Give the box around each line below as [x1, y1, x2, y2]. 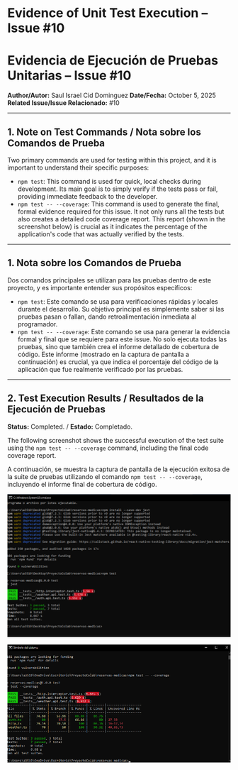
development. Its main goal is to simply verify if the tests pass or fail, [17, 185, 218, 193]
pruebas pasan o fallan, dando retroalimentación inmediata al [17, 312, 197, 321]
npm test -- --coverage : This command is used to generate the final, [17, 199, 220, 208]
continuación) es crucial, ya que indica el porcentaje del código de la [17, 357, 219, 366]
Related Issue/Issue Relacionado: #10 [7, 99, 120, 107]
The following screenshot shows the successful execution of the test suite [7, 436, 225, 444]
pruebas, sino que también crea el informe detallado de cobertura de [17, 342, 220, 351]
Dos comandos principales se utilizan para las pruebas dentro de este [7, 275, 211, 285]
